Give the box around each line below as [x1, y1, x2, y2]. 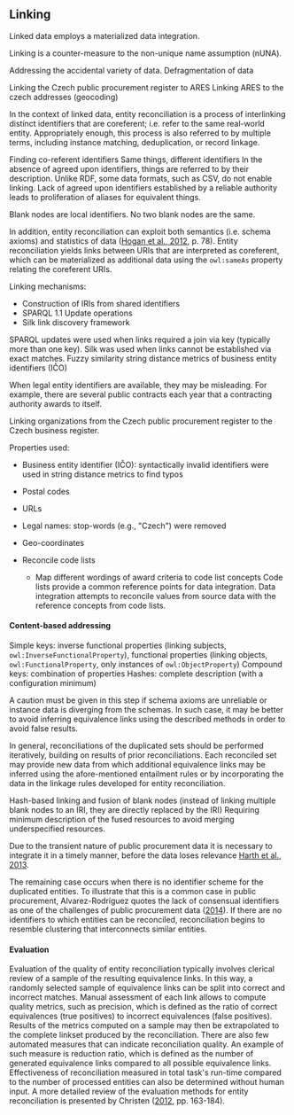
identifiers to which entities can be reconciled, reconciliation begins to [9, 915, 266, 925]
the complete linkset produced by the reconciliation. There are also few [9, 1030, 269, 1041]
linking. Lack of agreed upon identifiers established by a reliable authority [9, 182, 277, 193]
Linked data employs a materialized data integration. [9, 30, 200, 41]
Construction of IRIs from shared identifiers [21, 298, 180, 308]
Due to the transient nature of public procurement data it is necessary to [9, 841, 273, 852]
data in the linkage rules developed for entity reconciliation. [9, 778, 226, 789]
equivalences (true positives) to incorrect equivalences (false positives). [9, 1010, 273, 1022]
